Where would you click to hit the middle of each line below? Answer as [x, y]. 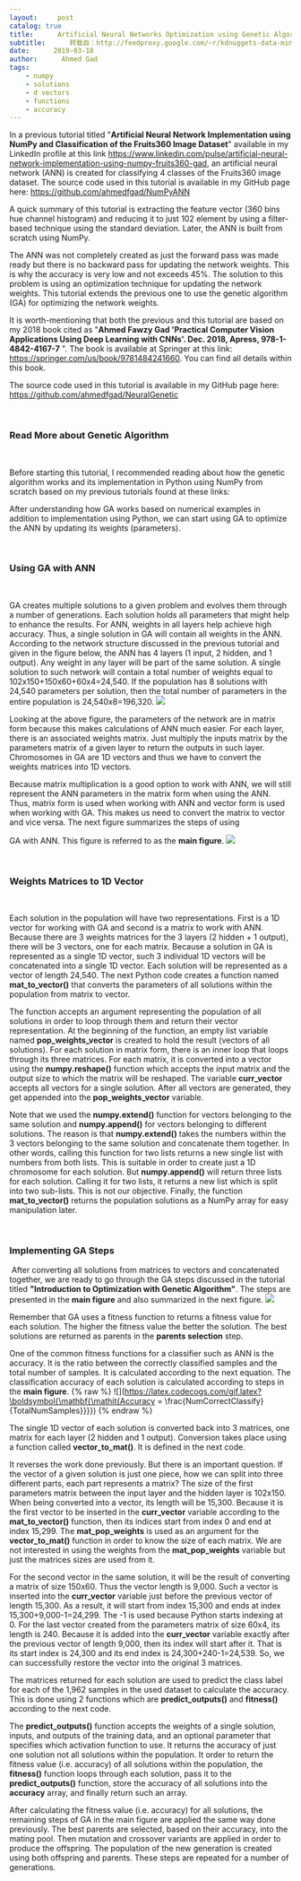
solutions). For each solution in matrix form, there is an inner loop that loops [149, 1050]
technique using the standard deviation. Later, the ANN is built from [159, 229]
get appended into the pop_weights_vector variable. [107, 1097]
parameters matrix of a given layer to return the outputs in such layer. [137, 747]
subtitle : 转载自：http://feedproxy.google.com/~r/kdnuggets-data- [145, 43]
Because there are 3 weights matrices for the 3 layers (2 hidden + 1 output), [149, 937]
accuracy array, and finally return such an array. [99, 1793]
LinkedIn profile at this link [58, 154]
